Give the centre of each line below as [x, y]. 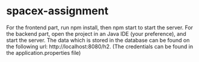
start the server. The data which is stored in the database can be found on [98, 40]
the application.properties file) [44, 52]
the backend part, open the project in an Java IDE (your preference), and [96, 33]
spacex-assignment [57, 11]
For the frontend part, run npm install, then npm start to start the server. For [100, 27]
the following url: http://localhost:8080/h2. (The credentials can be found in [100, 46]
